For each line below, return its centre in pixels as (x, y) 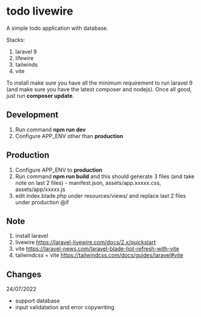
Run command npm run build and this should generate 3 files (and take (105, 176)
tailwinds (26, 64)
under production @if (42, 202)
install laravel (32, 236)
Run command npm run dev (51, 130)
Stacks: (16, 40)
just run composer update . (40, 96)
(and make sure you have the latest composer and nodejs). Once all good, (99, 89)
